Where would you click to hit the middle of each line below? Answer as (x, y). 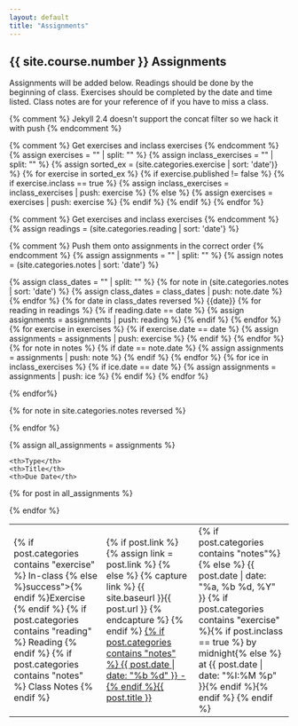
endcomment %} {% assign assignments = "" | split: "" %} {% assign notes (146, 256)
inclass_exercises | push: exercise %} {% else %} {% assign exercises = (141, 193)
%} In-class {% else (55, 576)
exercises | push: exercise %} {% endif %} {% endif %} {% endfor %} (137, 202)
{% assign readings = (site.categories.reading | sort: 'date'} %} (124, 229)
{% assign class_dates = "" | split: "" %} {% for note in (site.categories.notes (149, 282)
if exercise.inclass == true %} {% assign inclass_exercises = (119, 184)
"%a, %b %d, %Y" (237, 587)
